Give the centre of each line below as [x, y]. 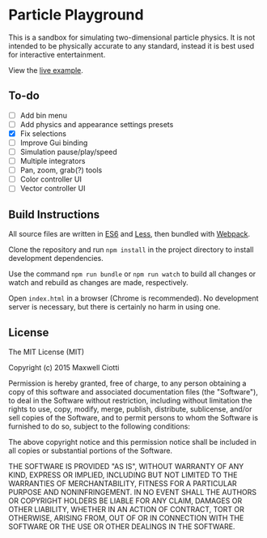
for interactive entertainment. [57, 54]
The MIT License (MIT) [47, 352]
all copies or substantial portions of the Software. [90, 450]
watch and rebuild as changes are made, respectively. [98, 283]
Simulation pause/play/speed [68, 152]
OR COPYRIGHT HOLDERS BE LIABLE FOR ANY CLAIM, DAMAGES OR [125, 501]
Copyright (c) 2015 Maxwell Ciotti [64, 367]
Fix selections [43, 133]
